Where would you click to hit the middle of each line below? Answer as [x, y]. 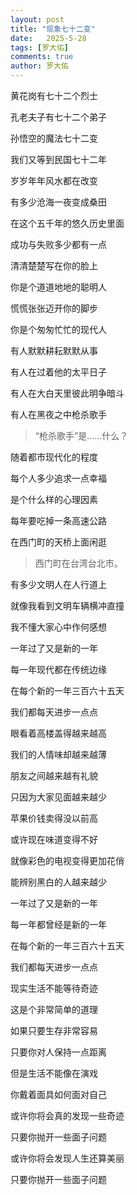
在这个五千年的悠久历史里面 [67, 223]
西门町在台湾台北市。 [78, 563]
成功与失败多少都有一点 [58, 244]
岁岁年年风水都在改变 [54, 180]
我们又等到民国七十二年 [58, 159]
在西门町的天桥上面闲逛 [58, 542]
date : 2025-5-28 [48, 38]
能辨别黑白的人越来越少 [58, 882]
